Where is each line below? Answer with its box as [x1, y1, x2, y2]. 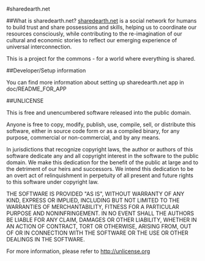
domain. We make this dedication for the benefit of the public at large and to [6, 159, 199, 166]
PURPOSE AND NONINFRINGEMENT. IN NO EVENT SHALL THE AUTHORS [6, 210, 195, 217]
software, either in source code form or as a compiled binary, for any [6, 127, 180, 134]
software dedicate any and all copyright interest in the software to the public [6, 153, 199, 159]
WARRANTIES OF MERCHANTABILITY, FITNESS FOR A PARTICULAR [6, 203, 179, 210]
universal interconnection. [6, 43, 72, 50]
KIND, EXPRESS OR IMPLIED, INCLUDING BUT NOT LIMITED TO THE [6, 197, 180, 204]
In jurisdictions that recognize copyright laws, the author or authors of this [6, 146, 193, 153]
